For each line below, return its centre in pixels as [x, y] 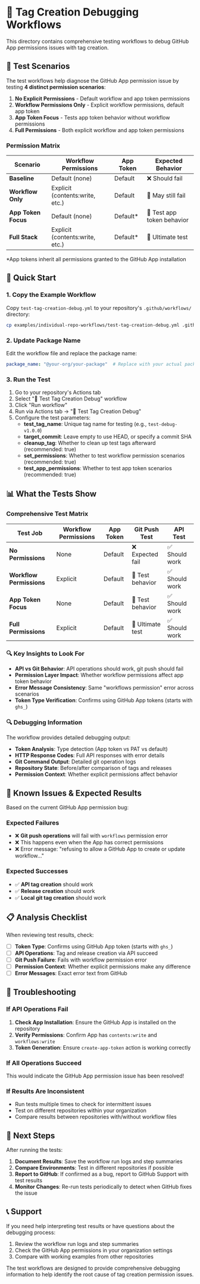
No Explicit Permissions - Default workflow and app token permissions [102, 98]
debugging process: [31, 1232]
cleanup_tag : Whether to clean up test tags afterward [90, 443]
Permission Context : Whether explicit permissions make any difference [103, 966]
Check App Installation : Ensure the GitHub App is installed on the [96, 1022]
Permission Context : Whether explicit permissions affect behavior [96, 774]
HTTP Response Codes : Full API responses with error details [90, 756]
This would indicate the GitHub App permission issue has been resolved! [95, 1076]
